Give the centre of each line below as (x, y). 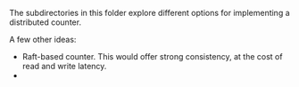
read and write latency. (64, 66)
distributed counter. (46, 22)
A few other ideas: (43, 40)
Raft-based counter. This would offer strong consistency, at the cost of (152, 56)
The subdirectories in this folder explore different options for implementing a (149, 13)
